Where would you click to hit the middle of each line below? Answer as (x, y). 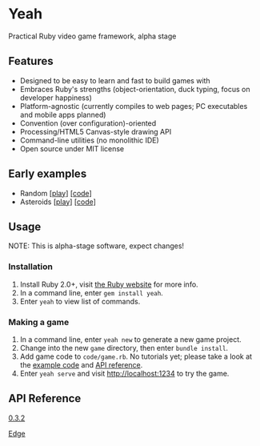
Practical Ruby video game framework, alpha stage (92, 36)
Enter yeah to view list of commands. (80, 301)
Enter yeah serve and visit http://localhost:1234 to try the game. (124, 373)
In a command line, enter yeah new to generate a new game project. (130, 339)
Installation (31, 267)
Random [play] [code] (56, 193)
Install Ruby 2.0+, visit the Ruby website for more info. (109, 284)
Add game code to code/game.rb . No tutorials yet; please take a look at (136, 356)
